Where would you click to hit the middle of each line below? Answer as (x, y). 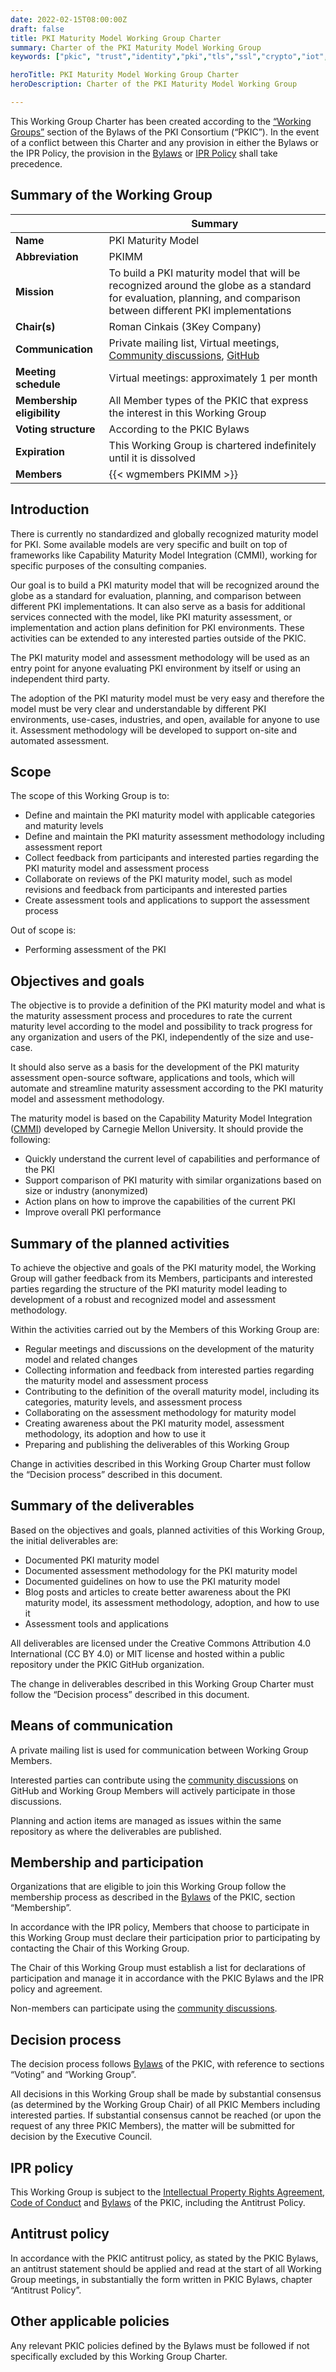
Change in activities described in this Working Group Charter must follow (160, 1463)
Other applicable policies (90, 2321)
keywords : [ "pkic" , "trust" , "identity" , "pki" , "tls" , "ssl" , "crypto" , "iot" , (169, 57)
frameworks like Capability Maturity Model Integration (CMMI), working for (164, 555)
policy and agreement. (56, 1989)
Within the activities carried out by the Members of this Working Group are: (165, 1329)
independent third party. (60, 678)
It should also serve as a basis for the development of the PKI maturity (155, 1067)
